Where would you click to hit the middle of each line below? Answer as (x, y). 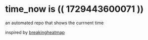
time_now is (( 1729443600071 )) (74, 9)
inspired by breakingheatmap (35, 32)
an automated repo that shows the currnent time (54, 23)
